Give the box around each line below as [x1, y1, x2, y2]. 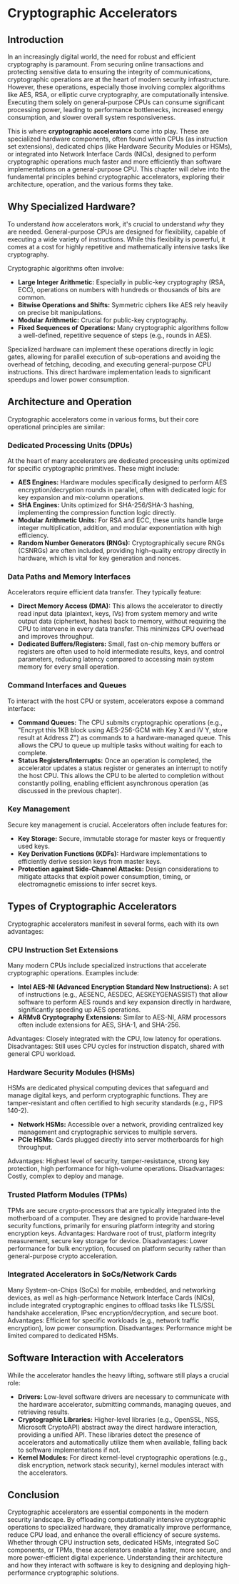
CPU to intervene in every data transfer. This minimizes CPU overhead [17, 624, 225, 633]
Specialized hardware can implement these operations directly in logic [7, 344, 214, 353]
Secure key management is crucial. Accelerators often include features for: [7, 820, 228, 829]
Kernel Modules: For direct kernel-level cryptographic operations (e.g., [17, 1453, 228, 1462]
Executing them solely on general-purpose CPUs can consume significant [7, 98, 225, 106]
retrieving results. [17, 1408, 70, 1416]
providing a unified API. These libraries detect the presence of [17, 1430, 201, 1439]
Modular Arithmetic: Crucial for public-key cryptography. [17, 316, 188, 324]
